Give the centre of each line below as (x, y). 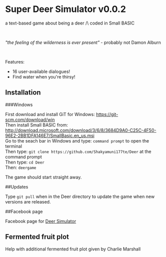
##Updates (17, 186)
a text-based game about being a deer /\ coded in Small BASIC (70, 23)
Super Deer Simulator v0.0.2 (66, 9)
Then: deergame (21, 167)
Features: (15, 61)
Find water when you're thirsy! (44, 76)
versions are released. (28, 201)
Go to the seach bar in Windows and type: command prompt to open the (77, 140)
